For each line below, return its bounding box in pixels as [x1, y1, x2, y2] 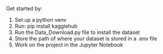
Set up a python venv [14, 16, 66, 23]
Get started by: [6, 5, 42, 12]
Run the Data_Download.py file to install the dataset [14, 29, 140, 36]
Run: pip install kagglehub [14, 23, 78, 29]
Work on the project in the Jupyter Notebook [14, 41, 124, 48]
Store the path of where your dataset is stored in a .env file [14, 35, 158, 42]
